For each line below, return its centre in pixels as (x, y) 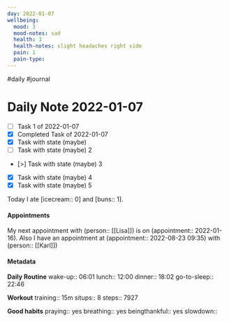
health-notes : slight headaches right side (77, 46)
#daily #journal (29, 79)
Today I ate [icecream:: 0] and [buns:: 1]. (65, 199)
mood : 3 (25, 26)
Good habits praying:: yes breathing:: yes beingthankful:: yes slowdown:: (112, 312)
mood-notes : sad (37, 33)
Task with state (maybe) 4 (55, 177)
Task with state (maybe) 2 (54, 150)
